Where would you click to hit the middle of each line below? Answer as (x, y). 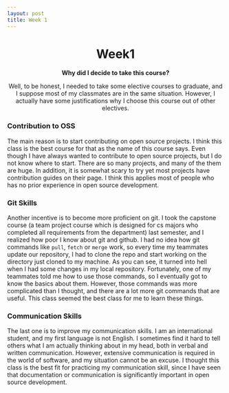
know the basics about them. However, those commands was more (102, 284)
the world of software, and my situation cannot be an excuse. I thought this (113, 360)
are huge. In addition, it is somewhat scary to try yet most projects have (109, 170)
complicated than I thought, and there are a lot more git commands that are (113, 291)
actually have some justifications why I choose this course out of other (116, 101)
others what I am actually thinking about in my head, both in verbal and (108, 346)
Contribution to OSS (41, 126)
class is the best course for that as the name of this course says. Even (107, 148)
